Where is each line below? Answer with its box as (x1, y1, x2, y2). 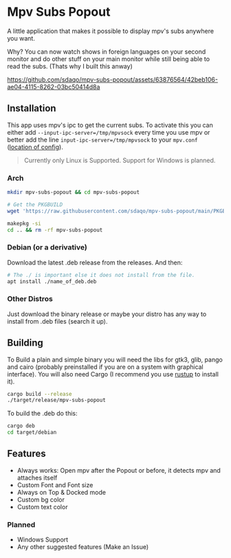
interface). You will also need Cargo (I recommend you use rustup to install (7, 370, 219, 378)
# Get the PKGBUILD (7, 201, 63, 208)
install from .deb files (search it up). (7, 317, 108, 325)
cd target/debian (7, 429, 57, 436)
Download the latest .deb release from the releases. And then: (7, 258, 183, 267)
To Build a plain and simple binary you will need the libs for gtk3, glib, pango (7, 355, 223, 364)
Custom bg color (16, 495, 65, 504)
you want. (7, 34, 36, 42)
